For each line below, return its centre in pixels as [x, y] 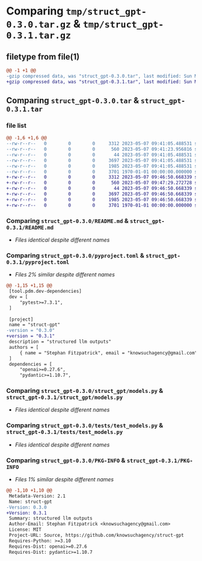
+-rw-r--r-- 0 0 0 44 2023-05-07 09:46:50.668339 [99, 189]
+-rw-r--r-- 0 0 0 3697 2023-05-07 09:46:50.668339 [99, 194]
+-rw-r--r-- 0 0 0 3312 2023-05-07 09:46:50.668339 [99, 177]
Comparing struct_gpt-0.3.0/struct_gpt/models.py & [85, 391]
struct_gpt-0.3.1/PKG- [160, 460]
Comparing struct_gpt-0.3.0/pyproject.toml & [75, 255]
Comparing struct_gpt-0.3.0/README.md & [68, 221]
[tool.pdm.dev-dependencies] [45, 291]
